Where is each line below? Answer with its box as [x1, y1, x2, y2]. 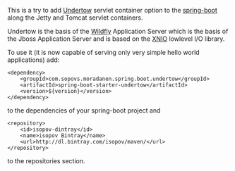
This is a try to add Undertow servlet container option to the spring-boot [7, 6, 217, 14]
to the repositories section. [7, 157, 86, 165]
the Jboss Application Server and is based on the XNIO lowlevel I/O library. [7, 34, 225, 43]
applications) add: [7, 56, 60, 64]
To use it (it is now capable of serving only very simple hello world [7, 49, 200, 56]
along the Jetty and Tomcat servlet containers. [7, 13, 143, 22]
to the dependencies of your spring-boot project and [7, 106, 161, 115]
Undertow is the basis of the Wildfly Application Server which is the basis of [7, 27, 229, 35]
